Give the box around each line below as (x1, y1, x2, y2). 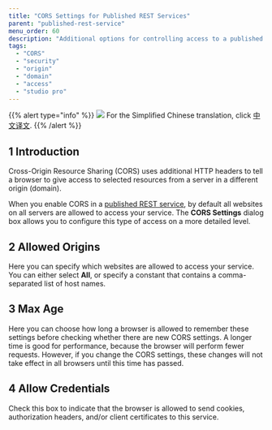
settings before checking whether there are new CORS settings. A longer (8, 332, 253, 342)
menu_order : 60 (8, 27, 60, 35)
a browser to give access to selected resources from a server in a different (8, 175, 258, 185)
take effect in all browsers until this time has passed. (8, 358, 184, 368)
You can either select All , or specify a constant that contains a (8, 270, 217, 280)
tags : (8, 42, 27, 50)
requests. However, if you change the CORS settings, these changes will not (8, 350, 263, 359)
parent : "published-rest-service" (8, 19, 126, 28)
